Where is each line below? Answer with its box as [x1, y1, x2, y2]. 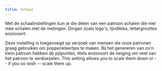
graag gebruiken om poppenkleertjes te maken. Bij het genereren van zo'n [5, 45, 154, 51]
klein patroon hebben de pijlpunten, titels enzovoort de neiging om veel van [5, 50, 157, 56]
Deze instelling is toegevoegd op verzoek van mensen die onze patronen [5, 40, 151, 46]
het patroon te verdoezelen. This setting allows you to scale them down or [5, 55, 154, 61]
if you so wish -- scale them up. [8, 60, 72, 66]
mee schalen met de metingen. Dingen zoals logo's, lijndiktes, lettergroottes [5, 25, 157, 31]
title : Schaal [5, 7, 34, 12]
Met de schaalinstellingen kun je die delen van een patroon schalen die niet [5, 20, 156, 26]
